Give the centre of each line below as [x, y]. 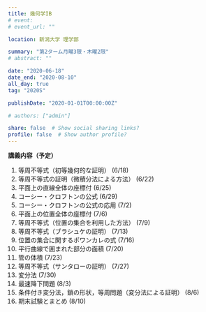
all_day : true [29, 84]
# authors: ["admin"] [39, 116]
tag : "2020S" [27, 90]
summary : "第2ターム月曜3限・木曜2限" [58, 52]
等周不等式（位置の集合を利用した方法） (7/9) [84, 223]
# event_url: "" [31, 27]
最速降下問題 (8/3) [45, 284]
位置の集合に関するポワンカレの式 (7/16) [76, 240]
